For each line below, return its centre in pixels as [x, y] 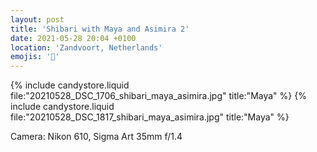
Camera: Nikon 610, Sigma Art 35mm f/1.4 [96, 137]
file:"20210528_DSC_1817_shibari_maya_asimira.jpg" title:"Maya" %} [150, 117]
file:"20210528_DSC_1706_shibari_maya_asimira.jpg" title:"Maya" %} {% [158, 96]
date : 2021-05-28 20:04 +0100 [73, 38]
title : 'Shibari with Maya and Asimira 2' [100, 29]
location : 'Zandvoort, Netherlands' [86, 47]
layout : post [37, 19]
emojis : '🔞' [35, 57]
